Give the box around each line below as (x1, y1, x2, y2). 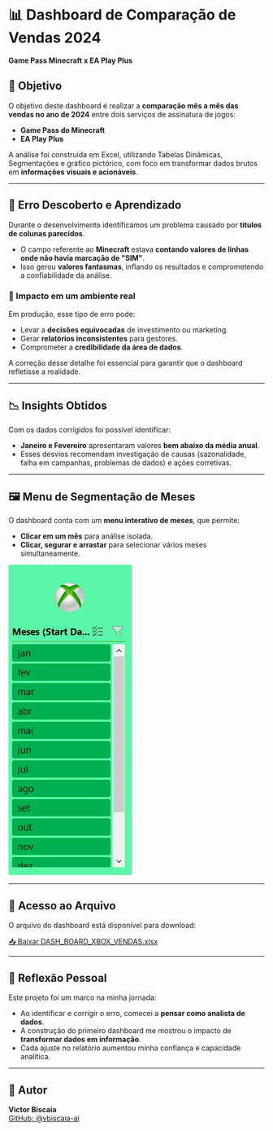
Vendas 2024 (8, 29, 102, 47)
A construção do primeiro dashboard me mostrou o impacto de (19, 1026, 232, 1036)
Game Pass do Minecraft (19, 125, 106, 134)
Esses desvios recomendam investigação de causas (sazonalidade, (19, 449, 246, 459)
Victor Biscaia (8, 1104, 57, 1114)
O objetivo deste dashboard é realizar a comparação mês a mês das (8, 100, 239, 110)
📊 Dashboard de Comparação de (8, 6, 236, 24)
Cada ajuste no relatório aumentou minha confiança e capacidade (19, 1043, 241, 1053)
